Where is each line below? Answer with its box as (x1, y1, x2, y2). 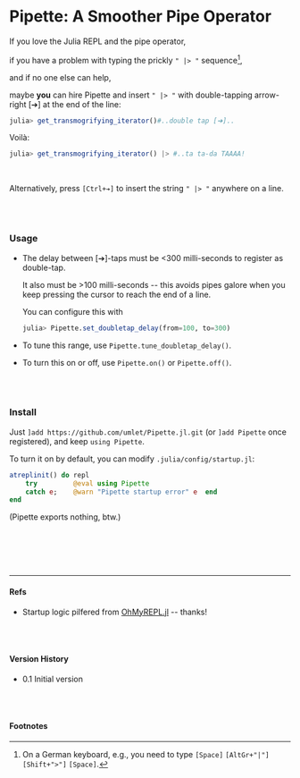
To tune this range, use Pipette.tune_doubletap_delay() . (21, 340, 232, 351)
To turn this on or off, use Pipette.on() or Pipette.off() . (21, 357, 232, 368)
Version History (9, 654, 69, 664)
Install (9, 406, 37, 419)
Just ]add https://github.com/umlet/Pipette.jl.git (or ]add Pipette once (9, 427, 287, 437)
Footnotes (9, 721, 48, 731)
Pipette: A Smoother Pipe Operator (9, 6, 272, 27)
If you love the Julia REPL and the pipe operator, (9, 36, 187, 47)
